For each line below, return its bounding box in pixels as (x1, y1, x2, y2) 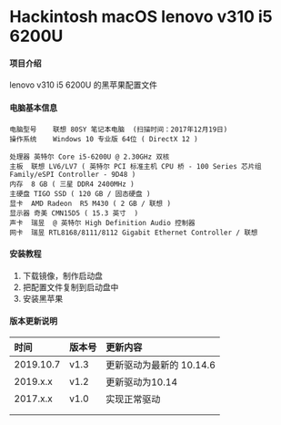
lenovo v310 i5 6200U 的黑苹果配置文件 (9, 79, 157, 90)
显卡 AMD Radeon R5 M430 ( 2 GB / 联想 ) (9, 199, 171, 208)
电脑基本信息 (9, 102, 57, 113)
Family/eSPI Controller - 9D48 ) (9, 170, 136, 179)
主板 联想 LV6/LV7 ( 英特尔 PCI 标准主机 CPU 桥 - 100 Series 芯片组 (9, 161, 262, 171)
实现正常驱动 (105, 393, 161, 405)
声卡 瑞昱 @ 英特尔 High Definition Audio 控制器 (9, 218, 196, 227)
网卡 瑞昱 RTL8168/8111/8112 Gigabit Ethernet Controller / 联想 (9, 228, 258, 237)
